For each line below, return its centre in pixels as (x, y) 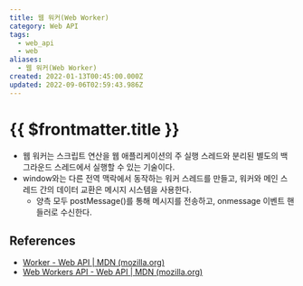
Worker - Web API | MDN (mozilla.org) (94, 263)
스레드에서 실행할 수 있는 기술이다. (114, 167)
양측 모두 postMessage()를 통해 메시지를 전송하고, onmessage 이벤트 (160, 200)
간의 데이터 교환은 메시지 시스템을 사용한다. (115, 189)
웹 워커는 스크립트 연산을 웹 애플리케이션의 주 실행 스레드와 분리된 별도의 (150, 155)
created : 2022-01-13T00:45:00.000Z (76, 77)
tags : (19, 34)
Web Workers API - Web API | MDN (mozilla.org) (113, 272)
